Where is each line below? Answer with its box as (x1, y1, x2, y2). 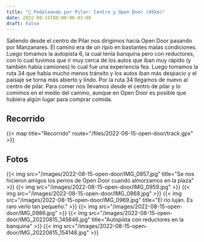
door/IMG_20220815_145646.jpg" (6, 216, 90, 223)
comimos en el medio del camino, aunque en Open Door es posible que (6, 89, 186, 97)
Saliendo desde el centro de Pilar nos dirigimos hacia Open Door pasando (6, 37, 192, 45)
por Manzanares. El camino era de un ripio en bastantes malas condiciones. (6, 43, 197, 51)
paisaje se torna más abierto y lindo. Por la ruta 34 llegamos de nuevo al (6, 76, 188, 83)
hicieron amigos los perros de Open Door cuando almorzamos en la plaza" (6, 177, 194, 184)
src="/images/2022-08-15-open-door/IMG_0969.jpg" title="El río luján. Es (6, 197, 194, 203)
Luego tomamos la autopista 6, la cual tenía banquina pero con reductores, (6, 50, 195, 58)
